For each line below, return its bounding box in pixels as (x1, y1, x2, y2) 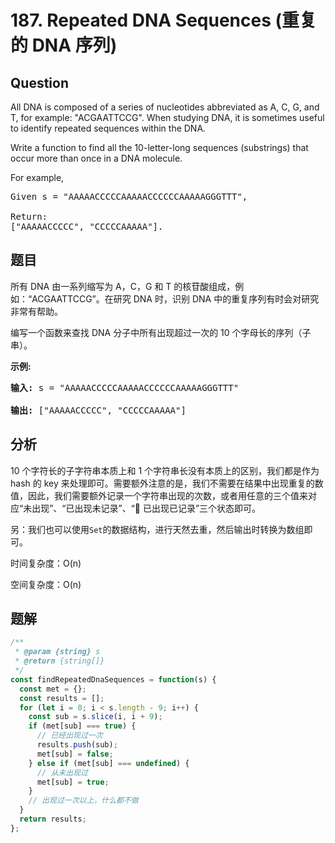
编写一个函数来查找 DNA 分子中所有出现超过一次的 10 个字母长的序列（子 (10, 326, 312, 338)
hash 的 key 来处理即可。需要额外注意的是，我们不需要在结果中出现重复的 (10, 477, 315, 489)
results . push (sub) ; (36, 740, 118, 750)
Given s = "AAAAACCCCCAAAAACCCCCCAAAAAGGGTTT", (10, 191, 248, 202)
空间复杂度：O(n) (10, 578, 82, 590)
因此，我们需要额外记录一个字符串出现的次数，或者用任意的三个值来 (27, 489, 308, 501)
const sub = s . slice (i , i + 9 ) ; (28, 712, 163, 722)
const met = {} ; (19, 684, 87, 694)
